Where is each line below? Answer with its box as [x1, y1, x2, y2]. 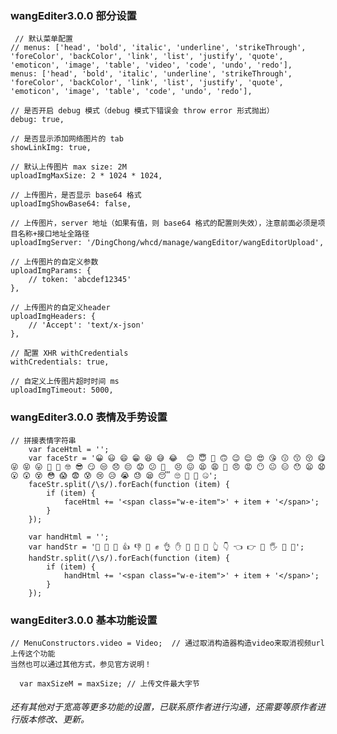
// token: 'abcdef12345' [28, 275, 132, 285]
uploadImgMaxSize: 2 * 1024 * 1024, [10, 171, 163, 181]
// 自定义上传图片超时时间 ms [10, 377, 120, 387]
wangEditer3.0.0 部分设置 [10, 8, 137, 22]
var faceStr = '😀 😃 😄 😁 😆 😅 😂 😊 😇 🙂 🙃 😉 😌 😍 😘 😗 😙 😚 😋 [28, 453, 326, 463]
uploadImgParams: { [10, 266, 92, 276]
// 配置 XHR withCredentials [10, 348, 129, 359]
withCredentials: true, [10, 357, 110, 367]
